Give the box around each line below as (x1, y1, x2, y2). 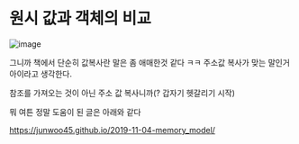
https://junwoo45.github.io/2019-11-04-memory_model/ (9, 124, 216, 135)
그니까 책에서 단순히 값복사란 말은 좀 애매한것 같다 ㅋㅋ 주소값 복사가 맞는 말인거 (9, 57, 291, 67)
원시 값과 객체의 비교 (9, 8, 151, 29)
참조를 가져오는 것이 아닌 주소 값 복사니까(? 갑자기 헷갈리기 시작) (9, 87, 236, 98)
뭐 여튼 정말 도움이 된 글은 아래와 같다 (9, 106, 141, 117)
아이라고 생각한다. (9, 68, 73, 79)
